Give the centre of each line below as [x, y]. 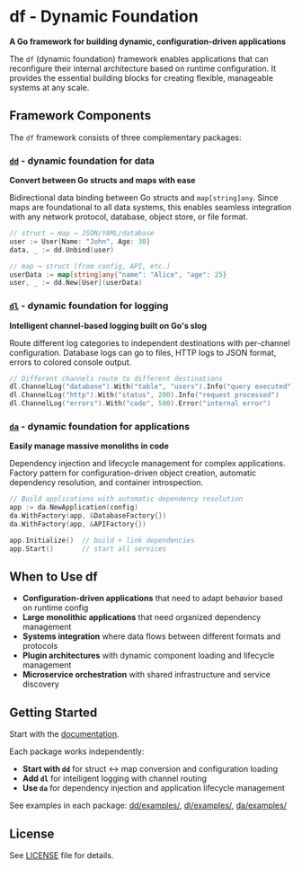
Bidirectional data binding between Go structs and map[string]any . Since [144, 198]
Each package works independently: [77, 751]
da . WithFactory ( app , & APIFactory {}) [78, 524]
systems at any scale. [49, 87]
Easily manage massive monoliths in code [89, 446]
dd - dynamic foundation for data [82, 161]
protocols [40, 646]
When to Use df [53, 577]
